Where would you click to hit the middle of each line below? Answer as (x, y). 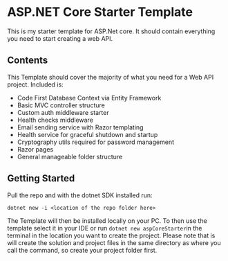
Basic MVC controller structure (61, 105)
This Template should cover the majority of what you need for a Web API (111, 77)
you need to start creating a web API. (60, 38)
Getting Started (41, 178)
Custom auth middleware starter (63, 112)
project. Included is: (35, 84)
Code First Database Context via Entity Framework (89, 98)
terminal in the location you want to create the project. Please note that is (111, 235)
